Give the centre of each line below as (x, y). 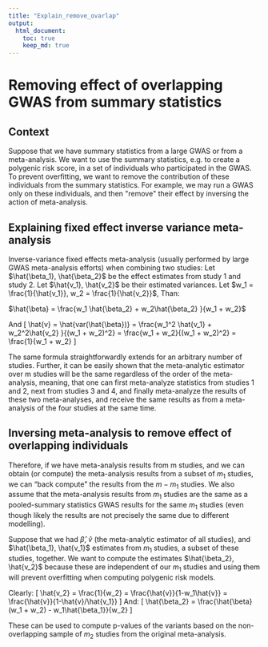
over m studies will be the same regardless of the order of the (110, 374)
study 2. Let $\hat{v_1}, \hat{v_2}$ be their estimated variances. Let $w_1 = (131, 285)
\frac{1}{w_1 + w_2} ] (42, 341)
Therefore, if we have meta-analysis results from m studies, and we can (127, 465)
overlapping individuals (68, 446)
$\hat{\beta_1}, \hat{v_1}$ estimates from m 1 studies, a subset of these (124, 548)
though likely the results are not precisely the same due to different (119, 515)
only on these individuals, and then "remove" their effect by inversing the (129, 194)
